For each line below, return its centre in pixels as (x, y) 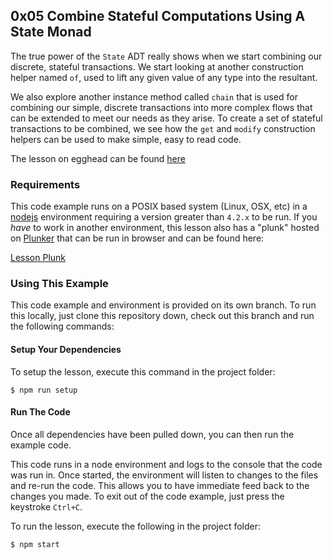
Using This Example (59, 284)
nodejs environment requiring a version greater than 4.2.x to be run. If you (164, 217)
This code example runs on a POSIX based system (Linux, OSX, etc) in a (159, 206)
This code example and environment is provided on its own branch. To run (163, 305)
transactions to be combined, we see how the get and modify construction (163, 128)
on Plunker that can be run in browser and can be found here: (137, 238)
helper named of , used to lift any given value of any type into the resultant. (164, 77)
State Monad (51, 32)
